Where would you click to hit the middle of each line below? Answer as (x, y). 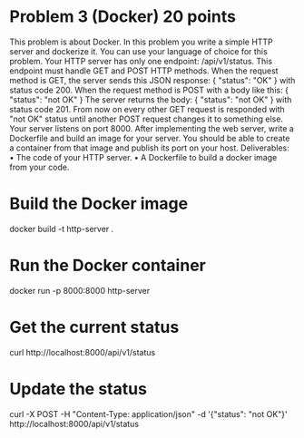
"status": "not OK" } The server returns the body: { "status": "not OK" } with (151, 99)
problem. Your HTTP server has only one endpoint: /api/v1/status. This (141, 61)
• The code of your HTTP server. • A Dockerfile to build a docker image (143, 157)
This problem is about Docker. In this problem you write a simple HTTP (142, 42)
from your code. (39, 167)
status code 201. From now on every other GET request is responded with (147, 109)
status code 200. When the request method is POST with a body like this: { (149, 90)
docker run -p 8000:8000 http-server (80, 290)
